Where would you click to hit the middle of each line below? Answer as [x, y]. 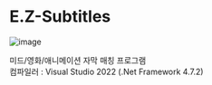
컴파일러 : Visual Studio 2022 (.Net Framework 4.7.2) [106, 71]
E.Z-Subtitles [60, 17]
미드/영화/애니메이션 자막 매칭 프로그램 [78, 60]
